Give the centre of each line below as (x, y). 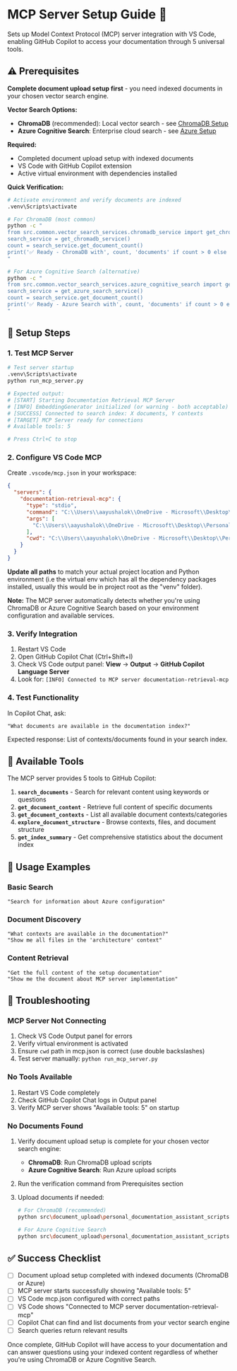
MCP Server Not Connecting (57, 1020)
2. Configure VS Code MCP (55, 458)
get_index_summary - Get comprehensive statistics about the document (120, 837)
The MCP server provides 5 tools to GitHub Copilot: (82, 778)
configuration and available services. (61, 615)
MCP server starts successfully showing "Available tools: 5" (104, 1291)
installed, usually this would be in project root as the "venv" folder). (105, 586)
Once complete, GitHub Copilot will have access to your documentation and (117, 1344)
